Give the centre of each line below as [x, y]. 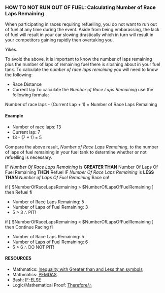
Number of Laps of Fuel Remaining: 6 [50, 242]
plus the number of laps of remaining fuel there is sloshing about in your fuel [83, 64]
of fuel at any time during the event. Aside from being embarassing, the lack [82, 30]
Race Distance [27, 84]
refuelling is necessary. [29, 157]
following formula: [31, 95]
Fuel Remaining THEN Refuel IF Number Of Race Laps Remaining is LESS [80, 172]
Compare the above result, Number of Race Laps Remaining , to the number [82, 146]
